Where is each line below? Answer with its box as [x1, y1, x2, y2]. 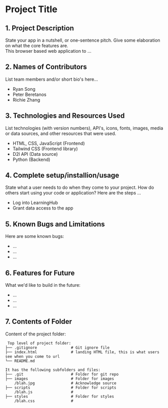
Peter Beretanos [12, 91, 47, 97]
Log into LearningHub [12, 199, 58, 206]
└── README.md [5, 358, 35, 363]
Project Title [5, 4, 58, 15]
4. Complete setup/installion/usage [5, 171, 119, 180]
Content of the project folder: [5, 331, 66, 337]
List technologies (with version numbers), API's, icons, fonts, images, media [5, 125, 163, 131]
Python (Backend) [12, 156, 51, 162]
